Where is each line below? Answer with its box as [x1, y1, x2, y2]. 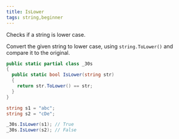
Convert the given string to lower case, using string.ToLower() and [6, 43, 174, 50]
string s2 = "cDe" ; [6, 111, 55, 117]
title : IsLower [6, 8, 45, 15]
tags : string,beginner [6, 14, 63, 20]
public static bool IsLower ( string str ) [11, 72, 115, 78]
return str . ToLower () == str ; [17, 83, 93, 89]
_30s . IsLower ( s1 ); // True [6, 122, 74, 128]
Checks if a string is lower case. [6, 31, 86, 38]
